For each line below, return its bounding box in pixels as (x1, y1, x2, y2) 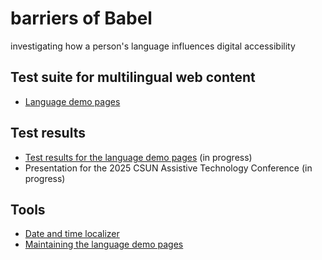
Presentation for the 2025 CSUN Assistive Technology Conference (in (24, 162, 313, 174)
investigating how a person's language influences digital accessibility (10, 40, 296, 52)
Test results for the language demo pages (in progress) (24, 151, 253, 163)
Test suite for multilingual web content (10, 69, 256, 86)
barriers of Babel (10, 7, 153, 30)
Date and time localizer (24, 228, 120, 240)
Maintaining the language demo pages (24, 238, 184, 251)
